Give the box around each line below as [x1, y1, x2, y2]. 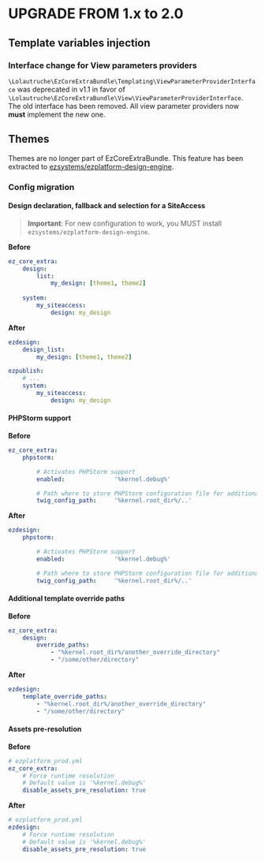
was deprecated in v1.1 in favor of [17, 84, 126, 94]
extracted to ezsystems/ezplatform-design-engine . [8, 162, 174, 171]
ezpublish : [8, 367, 44, 375]
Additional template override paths [8, 594, 125, 603]
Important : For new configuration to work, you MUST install [27, 218, 222, 228]
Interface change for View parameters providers [8, 60, 197, 71]
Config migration [8, 181, 75, 192]
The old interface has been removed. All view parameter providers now [8, 101, 239, 110]
